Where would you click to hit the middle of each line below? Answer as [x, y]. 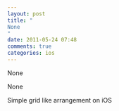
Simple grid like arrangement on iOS [60, 100]
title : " [20, 20]
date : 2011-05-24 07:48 [42, 40]
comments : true [30, 46]
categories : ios [31, 53]
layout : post [26, 14]
